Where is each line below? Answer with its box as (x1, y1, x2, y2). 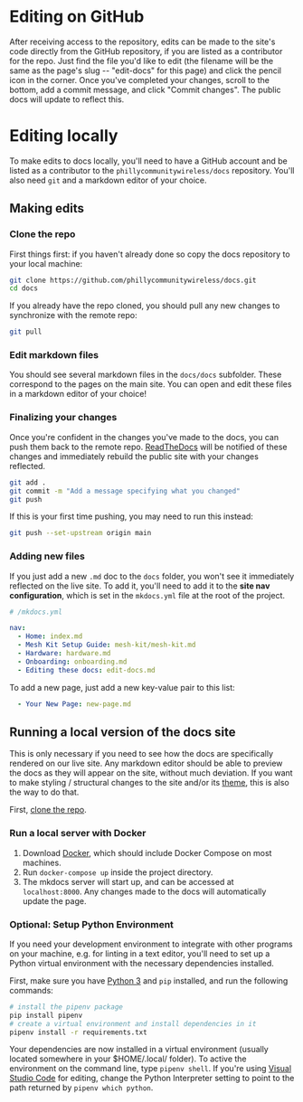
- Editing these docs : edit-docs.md (17, 665, 156, 674)
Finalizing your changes (9, 411, 118, 424)
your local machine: (9, 258, 83, 268)
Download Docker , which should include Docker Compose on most (22, 847, 272, 858)
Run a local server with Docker (9, 827, 147, 840)
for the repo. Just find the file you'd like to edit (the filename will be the (9, 55, 274, 66)
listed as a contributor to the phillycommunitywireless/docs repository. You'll (9, 165, 295, 175)
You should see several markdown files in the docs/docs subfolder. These (9, 369, 282, 381)
